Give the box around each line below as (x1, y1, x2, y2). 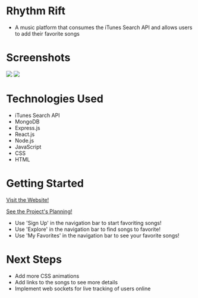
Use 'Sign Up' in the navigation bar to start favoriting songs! (14, 219, 162, 226)
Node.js (14, 137, 34, 144)
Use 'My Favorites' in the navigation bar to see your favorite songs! (14, 232, 180, 239)
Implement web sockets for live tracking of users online (14, 285, 151, 292)
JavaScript (14, 143, 42, 150)
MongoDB (14, 118, 40, 125)
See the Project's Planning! (6, 208, 73, 215)
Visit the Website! (6, 196, 49, 203)
